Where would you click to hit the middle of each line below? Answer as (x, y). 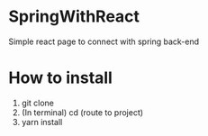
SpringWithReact (74, 17)
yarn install (42, 122)
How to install (61, 78)
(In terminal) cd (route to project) (82, 112)
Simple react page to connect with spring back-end (104, 41)
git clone (38, 103)
